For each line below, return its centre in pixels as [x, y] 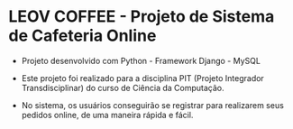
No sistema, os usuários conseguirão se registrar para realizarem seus [153, 105]
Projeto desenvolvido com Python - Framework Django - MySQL [141, 60]
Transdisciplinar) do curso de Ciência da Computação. [123, 88]
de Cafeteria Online [82, 36]
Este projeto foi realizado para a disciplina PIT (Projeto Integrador [143, 78]
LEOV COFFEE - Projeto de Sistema [142, 17]
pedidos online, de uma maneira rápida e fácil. [107, 115]
